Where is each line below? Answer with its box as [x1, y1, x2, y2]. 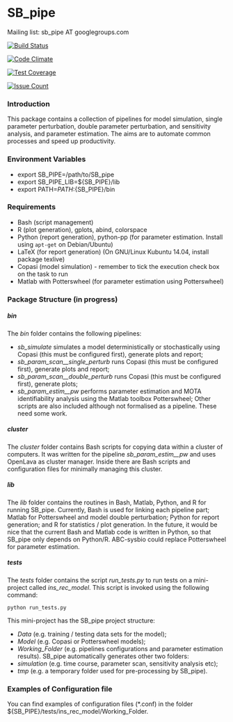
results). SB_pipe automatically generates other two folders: [17, 652, 189, 660]
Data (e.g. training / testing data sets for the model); [17, 630, 167, 638]
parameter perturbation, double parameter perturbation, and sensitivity [7, 122, 211, 131]
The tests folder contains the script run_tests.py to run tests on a [7, 575, 193, 584]
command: [7, 591, 38, 599]
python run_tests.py [7, 604, 67, 611]
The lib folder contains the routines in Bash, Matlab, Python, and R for [7, 498, 207, 507]
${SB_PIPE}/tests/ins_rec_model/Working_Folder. [7, 707, 149, 715]
